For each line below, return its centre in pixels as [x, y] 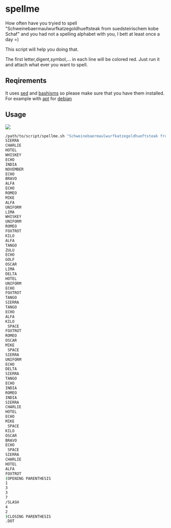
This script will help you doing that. [42, 49]
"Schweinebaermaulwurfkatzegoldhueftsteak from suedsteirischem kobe [82, 28]
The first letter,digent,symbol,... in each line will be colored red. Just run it [82, 59]
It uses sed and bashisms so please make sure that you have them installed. [85, 93]
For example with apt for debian [39, 98]
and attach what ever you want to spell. [47, 64]
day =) [12, 39]
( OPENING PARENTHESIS [28, 478]
